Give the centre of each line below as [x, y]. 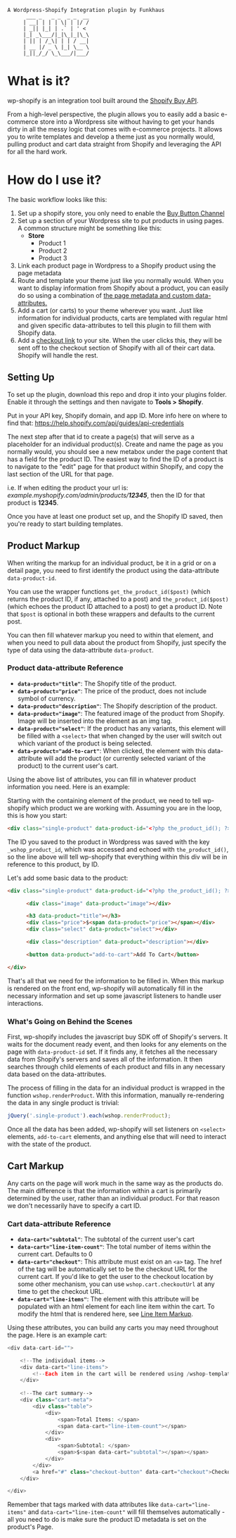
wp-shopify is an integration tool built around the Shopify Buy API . [103, 100]
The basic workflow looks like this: [57, 199]
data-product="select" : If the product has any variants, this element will [122, 728]
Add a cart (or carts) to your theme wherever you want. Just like [110, 310]
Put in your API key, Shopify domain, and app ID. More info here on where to [117, 415]
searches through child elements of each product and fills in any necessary [116, 1066]
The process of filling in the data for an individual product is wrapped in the [116, 1088]
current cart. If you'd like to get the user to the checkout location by [115, 1276]
